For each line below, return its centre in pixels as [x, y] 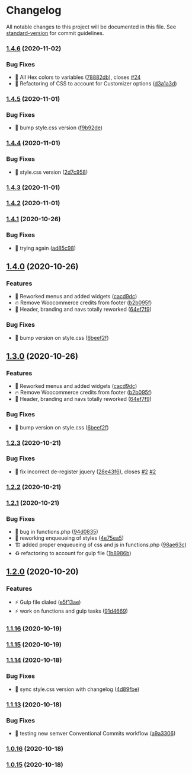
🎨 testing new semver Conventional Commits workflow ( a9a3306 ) [95, 733]
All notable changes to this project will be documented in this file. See [91, 27]
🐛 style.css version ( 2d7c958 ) [51, 172]
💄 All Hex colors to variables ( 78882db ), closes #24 [78, 77]
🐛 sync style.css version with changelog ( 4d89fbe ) [77, 689]
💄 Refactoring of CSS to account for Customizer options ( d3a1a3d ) [96, 84]
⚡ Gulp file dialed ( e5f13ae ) [48, 602]
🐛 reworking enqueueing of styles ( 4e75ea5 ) [69, 538]
